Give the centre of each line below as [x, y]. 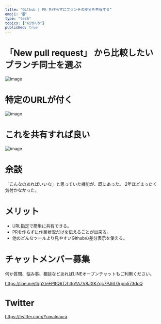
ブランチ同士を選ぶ [43, 65]
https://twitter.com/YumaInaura [36, 316]
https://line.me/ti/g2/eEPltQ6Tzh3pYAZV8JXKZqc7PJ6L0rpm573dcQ [74, 283]
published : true [21, 28]
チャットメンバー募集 [48, 259]
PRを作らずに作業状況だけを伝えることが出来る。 [62, 232]
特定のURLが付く [39, 100]
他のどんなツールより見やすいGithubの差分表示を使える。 [70, 238]
